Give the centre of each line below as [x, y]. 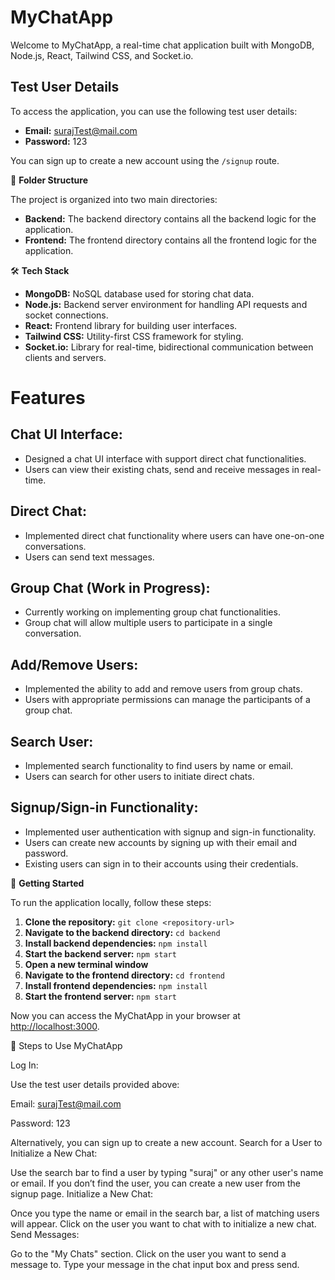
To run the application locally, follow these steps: [111, 902]
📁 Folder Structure [49, 180]
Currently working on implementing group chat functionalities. [152, 612]
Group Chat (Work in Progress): [110, 587]
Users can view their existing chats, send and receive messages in [162, 469]
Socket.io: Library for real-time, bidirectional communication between [169, 347]
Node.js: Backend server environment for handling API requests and [166, 304]
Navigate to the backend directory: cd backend [122, 932]
